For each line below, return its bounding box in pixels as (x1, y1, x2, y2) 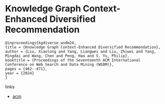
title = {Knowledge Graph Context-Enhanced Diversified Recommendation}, (5, 45, 161, 50)
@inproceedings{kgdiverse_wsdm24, (5, 40, 77, 45)
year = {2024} (5, 70, 35, 76)
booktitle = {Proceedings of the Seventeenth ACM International (5, 57, 141, 62)
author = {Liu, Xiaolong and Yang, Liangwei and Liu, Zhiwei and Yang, (5, 49, 156, 54)
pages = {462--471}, (5, 66, 48, 71)
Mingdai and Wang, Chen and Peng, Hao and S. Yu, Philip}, (5, 53, 130, 58)
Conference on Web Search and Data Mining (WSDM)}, (5, 62, 114, 67)
